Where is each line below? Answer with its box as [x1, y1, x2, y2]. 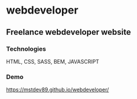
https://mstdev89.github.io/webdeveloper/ [6, 86, 109, 93]
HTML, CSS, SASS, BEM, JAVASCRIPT [6, 58, 99, 65]
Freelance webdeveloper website [6, 27, 131, 37]
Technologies [6, 45, 46, 53]
